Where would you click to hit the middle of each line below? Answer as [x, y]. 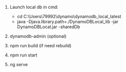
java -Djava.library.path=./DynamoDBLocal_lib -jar [68, 22]
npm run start [24, 55]
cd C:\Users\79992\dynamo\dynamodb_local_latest [69, 16]
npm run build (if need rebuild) [40, 45]
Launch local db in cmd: [34, 7]
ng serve [19, 64]
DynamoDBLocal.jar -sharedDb [49, 27]
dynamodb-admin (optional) [38, 36]
